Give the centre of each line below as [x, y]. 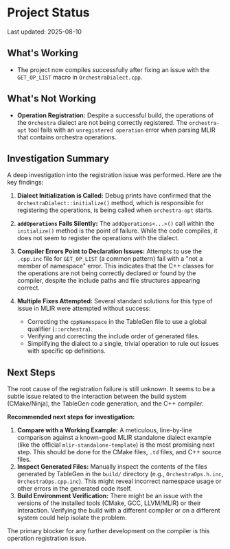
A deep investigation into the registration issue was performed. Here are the [114, 175]
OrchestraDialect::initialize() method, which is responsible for [110, 203]
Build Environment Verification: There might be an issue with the [110, 496]
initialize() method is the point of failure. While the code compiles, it [117, 231]
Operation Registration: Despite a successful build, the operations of [115, 115]
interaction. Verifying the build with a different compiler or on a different [118, 511]
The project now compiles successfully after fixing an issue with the [113, 69]
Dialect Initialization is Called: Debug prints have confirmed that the [114, 196]
